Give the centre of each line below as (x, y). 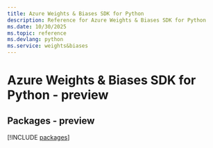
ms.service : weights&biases (48, 46)
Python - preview (58, 95)
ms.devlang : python (35, 40)
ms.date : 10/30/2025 (37, 26)
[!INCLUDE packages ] (39, 137)
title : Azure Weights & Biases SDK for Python (76, 14)
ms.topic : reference (37, 33)
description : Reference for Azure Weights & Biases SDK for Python (107, 20)
